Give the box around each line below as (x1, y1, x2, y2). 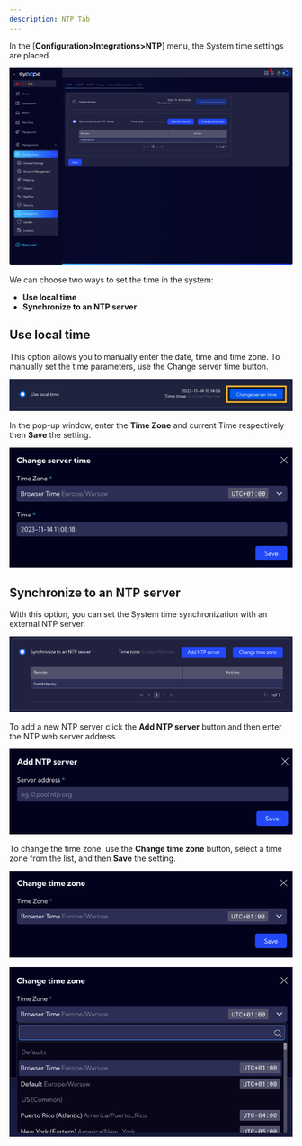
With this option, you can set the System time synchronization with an (9, 609, 268, 620)
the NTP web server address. (9, 730, 119, 741)
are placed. (9, 49, 51, 60)
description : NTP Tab (9, 14, 91, 23)
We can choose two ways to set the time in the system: (9, 274, 214, 285)
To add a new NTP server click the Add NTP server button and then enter (9, 721, 282, 732)
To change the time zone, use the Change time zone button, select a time (9, 843, 283, 854)
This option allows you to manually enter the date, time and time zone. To (9, 351, 280, 362)
